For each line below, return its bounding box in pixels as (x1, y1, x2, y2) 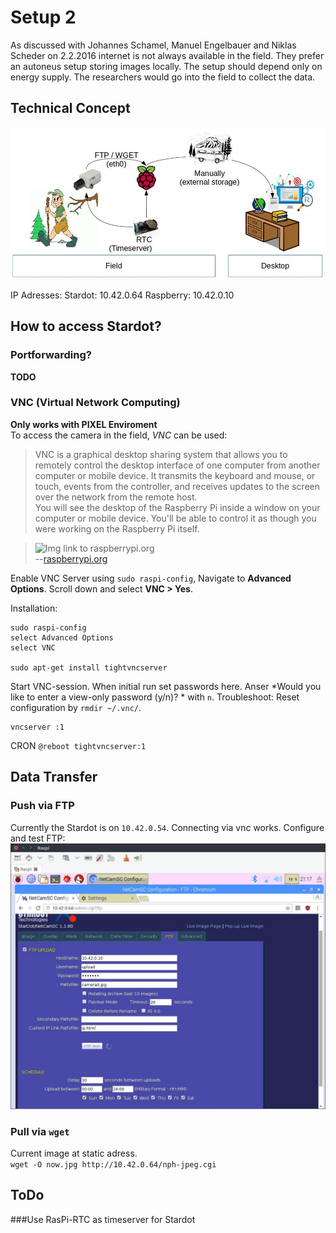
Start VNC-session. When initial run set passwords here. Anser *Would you (10, 680, 322, 692)
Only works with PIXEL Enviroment (10, 418, 158, 430)
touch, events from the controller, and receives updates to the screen (34, 480, 321, 492)
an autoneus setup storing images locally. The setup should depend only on (10, 60, 323, 72)
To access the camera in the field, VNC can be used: (10, 429, 228, 441)
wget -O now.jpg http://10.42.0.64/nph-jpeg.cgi (10, 1160, 217, 1170)
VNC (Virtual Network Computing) (10, 396, 181, 410)
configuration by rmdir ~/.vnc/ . (10, 701, 142, 713)
